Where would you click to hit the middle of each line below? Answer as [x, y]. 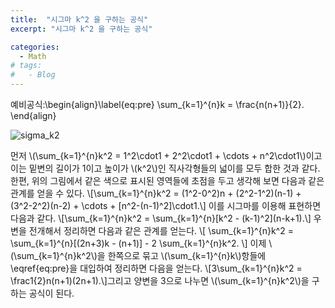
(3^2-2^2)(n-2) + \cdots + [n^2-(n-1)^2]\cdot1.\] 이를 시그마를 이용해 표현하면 [166, 205]
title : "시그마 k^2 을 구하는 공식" [79, 19]
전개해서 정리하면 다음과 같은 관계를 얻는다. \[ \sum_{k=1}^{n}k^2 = [161, 230]
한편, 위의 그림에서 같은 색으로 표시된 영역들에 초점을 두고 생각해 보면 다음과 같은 [167, 180]
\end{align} [33, 115]
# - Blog [33, 75]
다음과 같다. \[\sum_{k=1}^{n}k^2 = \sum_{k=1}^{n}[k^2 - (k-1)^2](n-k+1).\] [161, 218]
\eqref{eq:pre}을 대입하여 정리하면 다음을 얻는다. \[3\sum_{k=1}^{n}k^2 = [156, 268]
